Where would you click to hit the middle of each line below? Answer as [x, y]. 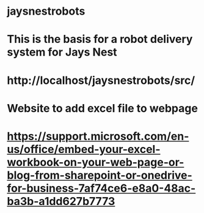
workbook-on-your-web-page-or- [96, 162]
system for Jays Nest [62, 52]
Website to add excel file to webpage [102, 108]
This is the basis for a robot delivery [100, 39]
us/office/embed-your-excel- [84, 149]
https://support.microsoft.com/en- [98, 136]
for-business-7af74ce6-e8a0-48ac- [101, 188]
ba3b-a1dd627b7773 [61, 201]
